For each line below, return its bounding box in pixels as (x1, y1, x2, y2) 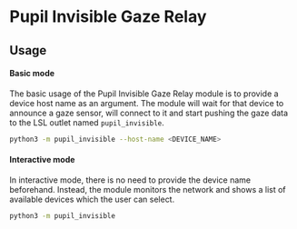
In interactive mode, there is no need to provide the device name (9, 174, 252, 185)
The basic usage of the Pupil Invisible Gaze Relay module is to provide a (9, 88, 279, 99)
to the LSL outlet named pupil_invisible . (9, 116, 165, 128)
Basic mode (9, 68, 55, 79)
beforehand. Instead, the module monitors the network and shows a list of (9, 184, 286, 194)
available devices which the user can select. (9, 194, 175, 204)
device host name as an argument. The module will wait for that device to (9, 97, 284, 108)
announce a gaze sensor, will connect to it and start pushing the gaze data (9, 107, 289, 118)
